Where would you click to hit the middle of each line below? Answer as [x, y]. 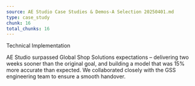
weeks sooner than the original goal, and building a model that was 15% [96, 64]
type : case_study [28, 17]
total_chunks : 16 [28, 29]
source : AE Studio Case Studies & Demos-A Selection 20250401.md [90, 12]
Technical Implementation [38, 46]
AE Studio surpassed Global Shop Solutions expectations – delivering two [97, 57]
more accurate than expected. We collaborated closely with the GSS [91, 70]
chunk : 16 [19, 23]
